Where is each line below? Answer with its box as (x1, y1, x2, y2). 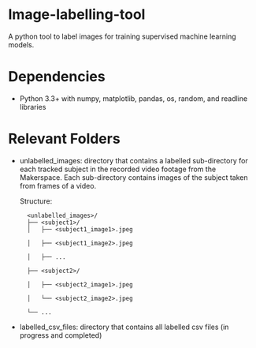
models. (8, 39, 35, 49)
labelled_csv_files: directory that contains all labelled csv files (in (19, 322, 229, 331)
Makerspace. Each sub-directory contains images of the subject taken (19, 172, 248, 182)
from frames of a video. (19, 181, 97, 190)
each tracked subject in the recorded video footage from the (19, 164, 217, 174)
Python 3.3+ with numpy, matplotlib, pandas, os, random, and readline (19, 93, 248, 103)
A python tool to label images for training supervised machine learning (8, 32, 236, 41)
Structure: (19, 196, 53, 206)
